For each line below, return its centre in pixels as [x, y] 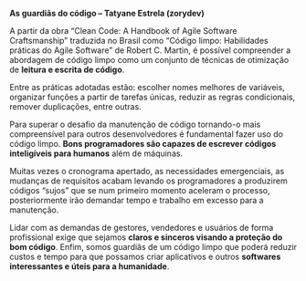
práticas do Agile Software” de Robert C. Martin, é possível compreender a [150, 50]
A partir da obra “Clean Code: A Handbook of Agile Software [123, 31]
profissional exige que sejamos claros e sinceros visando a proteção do [146, 237]
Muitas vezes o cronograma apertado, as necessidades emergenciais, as [147, 171]
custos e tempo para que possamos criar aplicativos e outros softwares [145, 256]
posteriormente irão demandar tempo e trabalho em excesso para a [137, 200]
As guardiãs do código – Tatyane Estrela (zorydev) [107, 13]
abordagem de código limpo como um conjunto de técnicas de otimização [149, 60]
